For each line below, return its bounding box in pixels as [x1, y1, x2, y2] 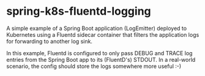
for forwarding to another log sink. [6, 37, 93, 45]
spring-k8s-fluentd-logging [6, 4, 151, 18]
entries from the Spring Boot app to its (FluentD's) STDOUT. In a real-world [6, 56, 196, 63]
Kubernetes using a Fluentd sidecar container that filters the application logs [6, 31, 199, 38]
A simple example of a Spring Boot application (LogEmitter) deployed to [6, 25, 187, 32]
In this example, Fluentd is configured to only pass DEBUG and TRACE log [6, 49, 193, 56]
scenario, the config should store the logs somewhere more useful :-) [6, 63, 182, 70]
